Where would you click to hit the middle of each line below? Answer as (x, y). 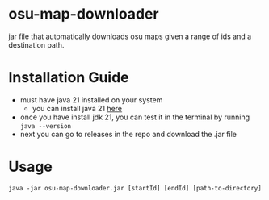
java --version (46, 126)
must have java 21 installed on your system (91, 100)
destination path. (36, 44)
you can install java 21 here (77, 108)
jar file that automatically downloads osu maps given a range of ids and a (130, 36)
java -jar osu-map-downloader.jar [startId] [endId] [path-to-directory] (135, 188)
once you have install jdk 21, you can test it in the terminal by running (135, 117)
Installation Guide (69, 78)
